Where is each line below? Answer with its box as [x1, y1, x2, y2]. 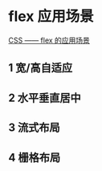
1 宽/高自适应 [8, 61, 73, 75]
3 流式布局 [8, 121, 60, 135]
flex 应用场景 [8, 7, 94, 26]
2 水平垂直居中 [8, 91, 82, 104]
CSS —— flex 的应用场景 [8, 35, 91, 45]
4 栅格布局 [8, 150, 61, 165]
